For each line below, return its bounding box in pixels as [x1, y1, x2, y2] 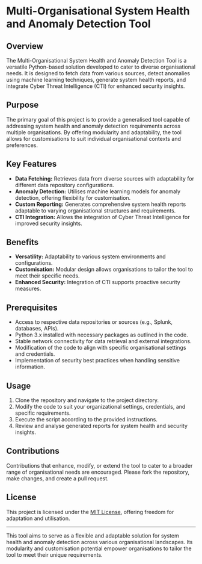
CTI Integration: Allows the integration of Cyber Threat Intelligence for [14, 213, 190, 220]
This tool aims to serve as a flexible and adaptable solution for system [6, 531, 179, 539]
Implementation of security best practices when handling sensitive [14, 357, 180, 364]
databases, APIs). [14, 325, 59, 332]
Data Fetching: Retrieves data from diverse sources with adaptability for [14, 175, 194, 182]
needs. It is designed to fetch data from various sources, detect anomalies [6, 70, 191, 76]
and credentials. [14, 350, 55, 358]
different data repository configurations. [14, 181, 114, 188]
